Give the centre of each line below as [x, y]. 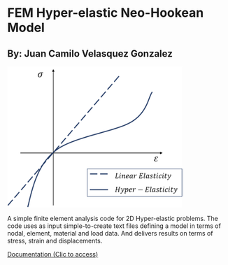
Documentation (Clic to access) [53, 254]
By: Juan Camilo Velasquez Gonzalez [90, 53]
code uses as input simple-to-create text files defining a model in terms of [114, 226]
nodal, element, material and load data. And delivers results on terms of [110, 233]
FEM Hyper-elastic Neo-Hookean [106, 13]
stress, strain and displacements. [55, 241]
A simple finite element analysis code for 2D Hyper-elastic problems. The [113, 218]
